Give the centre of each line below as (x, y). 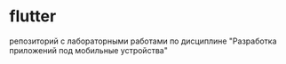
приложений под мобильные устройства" (89, 50)
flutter (33, 16)
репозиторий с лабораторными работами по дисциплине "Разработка (143, 41)
